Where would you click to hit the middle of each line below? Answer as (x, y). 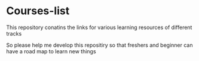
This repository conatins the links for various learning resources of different (99, 27)
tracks (14, 33)
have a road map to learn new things (51, 51)
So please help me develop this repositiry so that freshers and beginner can (99, 45)
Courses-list (38, 11)
